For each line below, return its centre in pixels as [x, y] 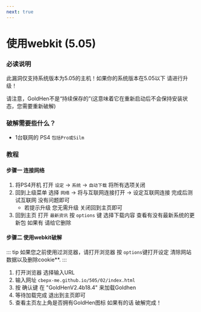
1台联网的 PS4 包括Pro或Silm [49, 138]
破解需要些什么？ [31, 123]
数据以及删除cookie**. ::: [37, 259]
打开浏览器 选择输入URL [45, 272]
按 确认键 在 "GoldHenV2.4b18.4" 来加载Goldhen [75, 287]
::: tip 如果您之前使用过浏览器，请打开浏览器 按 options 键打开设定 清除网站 [99, 252]
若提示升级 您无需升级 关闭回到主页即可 [73, 207]
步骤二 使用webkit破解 [34, 237]
